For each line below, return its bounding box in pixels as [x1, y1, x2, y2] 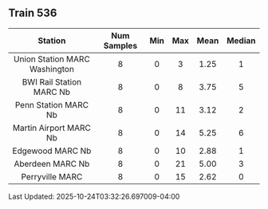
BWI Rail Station [22, 76, 82, 87]
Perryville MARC [21, 171, 83, 182]
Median [226, 35, 256, 46]
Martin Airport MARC [12, 122, 92, 133]
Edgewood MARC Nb [12, 145, 92, 156]
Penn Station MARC [14, 99, 89, 110]
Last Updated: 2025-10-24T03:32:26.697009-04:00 [8, 191, 180, 201]
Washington [29, 63, 74, 74]
